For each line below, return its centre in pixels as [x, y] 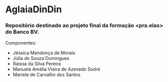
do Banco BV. [22, 32]
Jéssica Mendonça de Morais [44, 53]
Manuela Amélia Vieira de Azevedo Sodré [57, 69]
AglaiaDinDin [34, 9]
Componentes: [21, 43]
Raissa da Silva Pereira [37, 64]
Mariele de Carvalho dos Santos [47, 75]
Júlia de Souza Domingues [41, 58]
